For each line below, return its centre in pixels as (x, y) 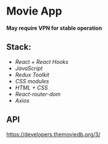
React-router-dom (38, 94)
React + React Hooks (42, 61)
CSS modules (32, 81)
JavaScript (29, 68)
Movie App (34, 11)
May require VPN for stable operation (54, 28)
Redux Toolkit (32, 75)
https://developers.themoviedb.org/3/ (53, 134)
